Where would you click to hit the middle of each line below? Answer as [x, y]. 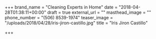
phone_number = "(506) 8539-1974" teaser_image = [59, 18]
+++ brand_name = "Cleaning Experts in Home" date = [61, 7]
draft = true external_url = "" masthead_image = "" [99, 12]
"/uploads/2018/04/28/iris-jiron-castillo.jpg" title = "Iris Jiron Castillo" [76, 23]
